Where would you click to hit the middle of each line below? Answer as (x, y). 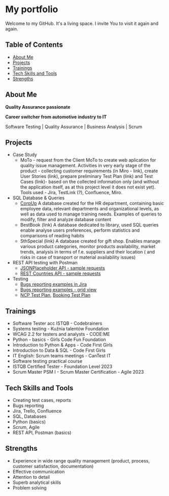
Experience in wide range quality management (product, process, (81, 460)
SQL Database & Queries (39, 198)
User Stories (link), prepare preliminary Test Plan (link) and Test (87, 176)
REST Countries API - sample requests (60, 273)
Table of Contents (34, 45)
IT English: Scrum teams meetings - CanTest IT (62, 356)
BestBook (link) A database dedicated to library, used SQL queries (89, 225)
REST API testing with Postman (45, 263)
